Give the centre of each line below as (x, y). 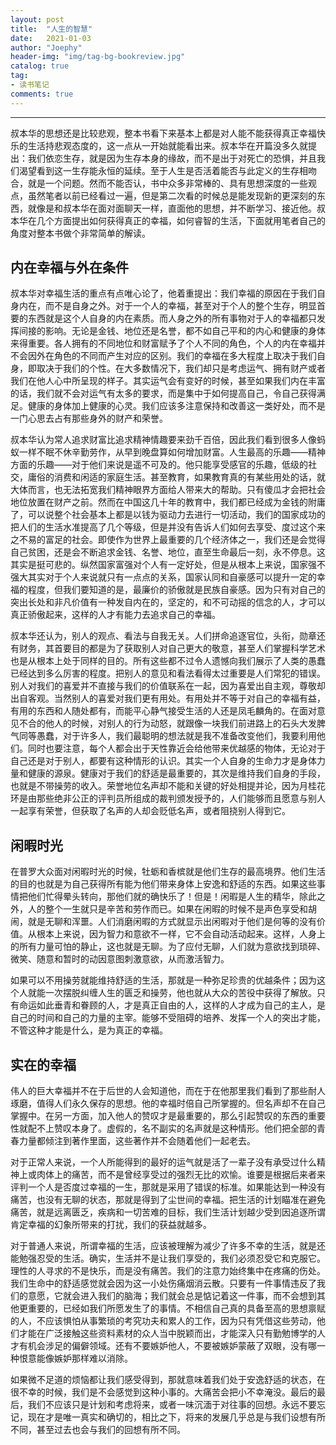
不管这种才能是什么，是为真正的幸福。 (89, 1030)
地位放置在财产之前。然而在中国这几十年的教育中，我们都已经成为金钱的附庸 (168, 502)
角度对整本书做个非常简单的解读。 (80, 233)
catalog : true (40, 66)
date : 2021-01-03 (51, 38)
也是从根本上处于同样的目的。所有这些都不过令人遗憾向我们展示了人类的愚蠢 (168, 661)
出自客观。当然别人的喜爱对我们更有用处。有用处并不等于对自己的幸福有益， (168, 698)
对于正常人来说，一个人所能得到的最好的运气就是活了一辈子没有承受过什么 (163, 1162)
